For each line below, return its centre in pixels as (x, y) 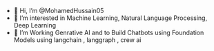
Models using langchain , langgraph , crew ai (77, 40)
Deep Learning (35, 25)
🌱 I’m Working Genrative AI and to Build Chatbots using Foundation (109, 32)
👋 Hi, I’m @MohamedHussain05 (59, 11)
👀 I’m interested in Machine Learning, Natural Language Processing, (110, 18)
